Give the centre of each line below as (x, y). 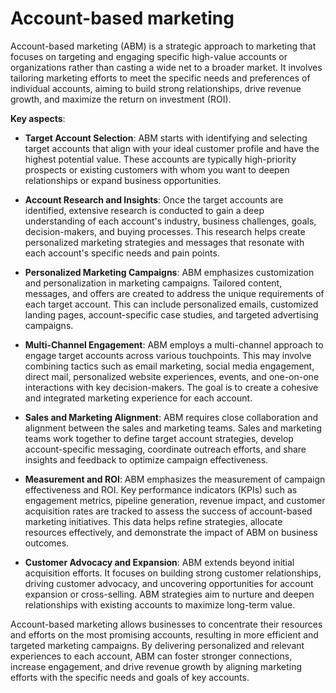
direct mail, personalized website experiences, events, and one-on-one (172, 376)
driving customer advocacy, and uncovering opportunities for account (169, 583)
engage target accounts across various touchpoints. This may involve (168, 355)
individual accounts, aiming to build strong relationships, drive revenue (156, 88)
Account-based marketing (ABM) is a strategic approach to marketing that (163, 46)
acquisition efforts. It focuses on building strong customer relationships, (173, 573)
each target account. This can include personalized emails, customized (171, 304)
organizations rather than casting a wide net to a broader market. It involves (166, 67)
